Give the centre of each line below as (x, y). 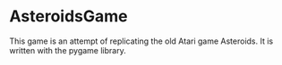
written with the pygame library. (68, 50)
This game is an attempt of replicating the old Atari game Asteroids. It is (141, 41)
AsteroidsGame (68, 16)
